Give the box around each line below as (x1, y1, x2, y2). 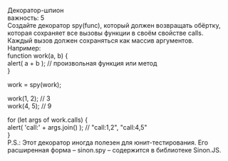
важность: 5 (7, 14, 45, 22)
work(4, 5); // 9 (7, 102, 52, 110)
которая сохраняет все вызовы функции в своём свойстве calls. (7, 28, 204, 37)
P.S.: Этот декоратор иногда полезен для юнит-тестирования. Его (7, 138, 209, 147)
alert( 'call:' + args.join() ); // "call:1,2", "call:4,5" (7, 123, 147, 131)
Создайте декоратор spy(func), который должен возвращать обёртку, (7, 21, 221, 29)
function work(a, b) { (7, 51, 68, 60)
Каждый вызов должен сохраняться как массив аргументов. (7, 36, 194, 45)
